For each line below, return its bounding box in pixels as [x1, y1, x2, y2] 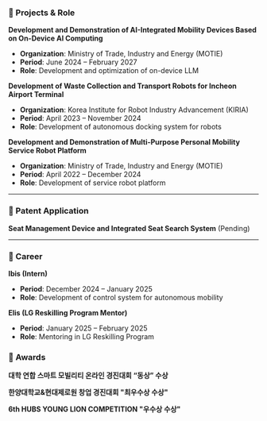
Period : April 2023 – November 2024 [19, 114, 141, 123]
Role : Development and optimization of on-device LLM [19, 66, 199, 75]
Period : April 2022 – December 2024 [19, 170, 141, 180]
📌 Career [8, 250, 43, 261]
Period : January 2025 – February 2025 [19, 323, 149, 333]
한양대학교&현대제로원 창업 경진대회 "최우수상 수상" [8, 388, 168, 397]
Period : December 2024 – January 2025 [19, 284, 153, 293]
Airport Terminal [8, 90, 64, 99]
